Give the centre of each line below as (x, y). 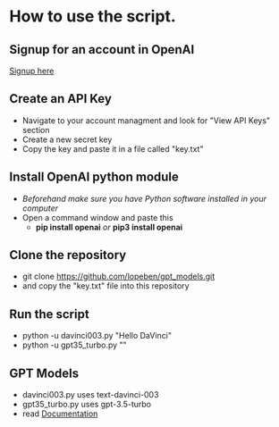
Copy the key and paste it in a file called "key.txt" (113, 148)
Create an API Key (60, 99)
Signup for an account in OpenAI (102, 50)
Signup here (32, 71)
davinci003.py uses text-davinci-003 (90, 395)
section (36, 130)
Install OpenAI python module (94, 177)
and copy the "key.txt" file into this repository (106, 286)
